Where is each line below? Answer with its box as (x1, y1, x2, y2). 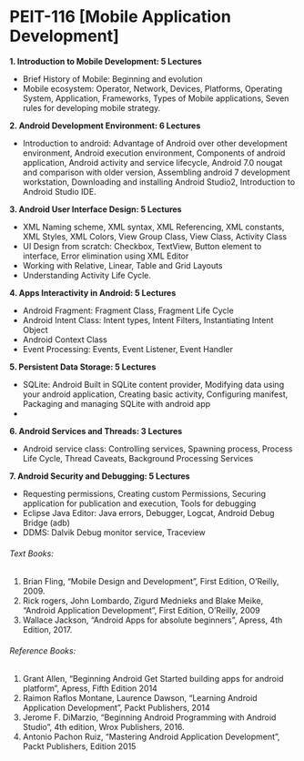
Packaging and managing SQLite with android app (22, 398, 211, 409)
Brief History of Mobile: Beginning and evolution (22, 73, 203, 84)
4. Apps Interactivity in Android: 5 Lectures (9, 287, 177, 298)
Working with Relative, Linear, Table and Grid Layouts (22, 259, 223, 270)
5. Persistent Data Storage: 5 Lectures (9, 361, 157, 372)
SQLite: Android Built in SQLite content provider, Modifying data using (22, 379, 285, 390)
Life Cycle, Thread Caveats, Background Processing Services (22, 452, 254, 463)
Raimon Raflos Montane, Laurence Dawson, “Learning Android (22, 693, 258, 704)
